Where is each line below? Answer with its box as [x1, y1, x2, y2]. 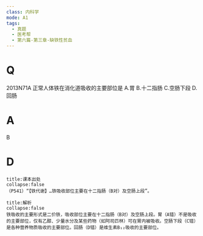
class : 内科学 [6, 9, 39, 15]
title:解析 [6, 200, 32, 206]
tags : [6, 20, 20, 26]
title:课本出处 [6, 176, 41, 182]
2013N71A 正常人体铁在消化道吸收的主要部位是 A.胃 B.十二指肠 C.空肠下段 [6, 84, 191, 91]
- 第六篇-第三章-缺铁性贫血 [12, 37, 73, 43]
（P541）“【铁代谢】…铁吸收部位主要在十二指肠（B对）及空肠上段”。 [6, 188, 153, 194]
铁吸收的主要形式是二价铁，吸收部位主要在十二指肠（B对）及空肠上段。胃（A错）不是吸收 [6, 211, 197, 218]
